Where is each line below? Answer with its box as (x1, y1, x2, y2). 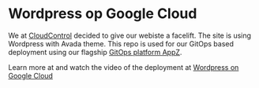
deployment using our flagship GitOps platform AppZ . (8, 47, 182, 57)
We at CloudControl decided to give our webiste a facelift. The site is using (8, 31, 251, 40)
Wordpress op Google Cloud (8, 5, 197, 23)
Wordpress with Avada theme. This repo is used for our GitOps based (8, 38, 235, 48)
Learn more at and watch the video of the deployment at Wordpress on (8, 62, 239, 71)
